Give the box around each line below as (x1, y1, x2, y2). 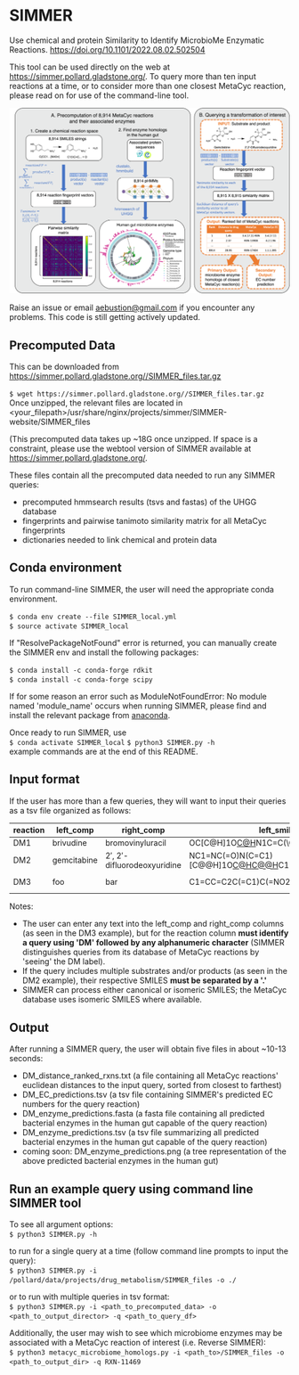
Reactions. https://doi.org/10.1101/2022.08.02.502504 (9, 44, 206, 54)
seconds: (9, 1053, 44, 1064)
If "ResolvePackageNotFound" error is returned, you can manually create (9, 637, 278, 648)
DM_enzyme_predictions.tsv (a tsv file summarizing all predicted (21, 1127, 260, 1138)
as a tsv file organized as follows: (9, 805, 132, 815)
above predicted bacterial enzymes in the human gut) (21, 1156, 219, 1166)
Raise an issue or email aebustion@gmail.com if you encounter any (9, 302, 255, 313)
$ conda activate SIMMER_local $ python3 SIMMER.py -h (9, 738, 215, 747)
